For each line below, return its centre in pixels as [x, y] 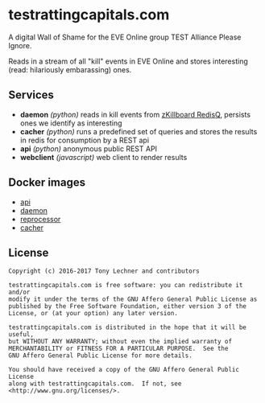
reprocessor [40, 219]
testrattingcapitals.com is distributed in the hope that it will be [128, 327]
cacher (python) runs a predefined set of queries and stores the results [139, 131]
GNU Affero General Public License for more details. [101, 356]
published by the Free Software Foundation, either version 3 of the [128, 306]
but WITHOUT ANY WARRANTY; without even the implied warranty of [120, 342]
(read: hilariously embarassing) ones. [70, 69]
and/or [19, 292]
